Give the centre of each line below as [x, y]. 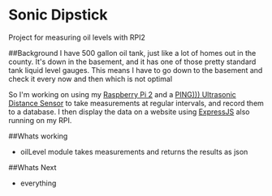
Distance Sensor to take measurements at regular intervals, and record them [136, 103]
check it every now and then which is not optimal [91, 79]
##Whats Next [32, 167]
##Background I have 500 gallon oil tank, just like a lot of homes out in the [132, 53]
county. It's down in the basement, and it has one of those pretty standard [132, 62]
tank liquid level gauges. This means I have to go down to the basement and [136, 70]
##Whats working [38, 136]
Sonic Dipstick [58, 15]
